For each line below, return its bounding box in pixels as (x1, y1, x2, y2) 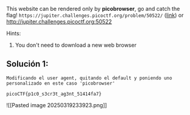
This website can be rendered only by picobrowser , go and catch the (6, 5, 180, 12)
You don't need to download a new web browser (15, 42, 137, 48)
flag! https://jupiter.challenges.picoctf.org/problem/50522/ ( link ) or (6, 11, 184, 19)
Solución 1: (6, 59, 49, 69)
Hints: (6, 30, 21, 37)
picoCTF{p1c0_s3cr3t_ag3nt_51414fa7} (6, 91, 102, 97)
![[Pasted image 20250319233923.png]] (6, 101, 107, 108)
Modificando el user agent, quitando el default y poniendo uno (6, 75, 172, 81)
